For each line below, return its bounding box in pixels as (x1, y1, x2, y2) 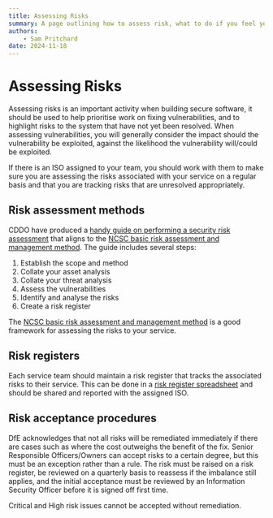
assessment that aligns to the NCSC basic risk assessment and (8, 233, 220, 244)
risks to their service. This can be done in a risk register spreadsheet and (8, 379, 253, 389)
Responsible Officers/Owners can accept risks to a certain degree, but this (8, 450, 258, 460)
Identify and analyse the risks (19, 292, 119, 302)
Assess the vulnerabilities (19, 283, 106, 293)
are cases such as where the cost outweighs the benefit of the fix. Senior (8, 442, 253, 451)
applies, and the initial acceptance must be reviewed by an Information (8, 476, 245, 486)
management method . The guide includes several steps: (8, 242, 197, 252)
